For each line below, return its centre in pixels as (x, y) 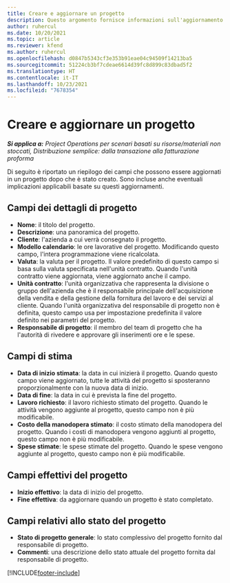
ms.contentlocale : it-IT (43, 78)
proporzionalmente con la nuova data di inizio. (83, 388)
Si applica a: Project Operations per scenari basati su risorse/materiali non (114, 144)
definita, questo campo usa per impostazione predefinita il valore (109, 313)
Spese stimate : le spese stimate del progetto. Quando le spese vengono (120, 446)
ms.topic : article (33, 39)
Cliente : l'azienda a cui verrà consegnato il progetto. (92, 239)
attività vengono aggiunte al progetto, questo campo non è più (105, 409)
